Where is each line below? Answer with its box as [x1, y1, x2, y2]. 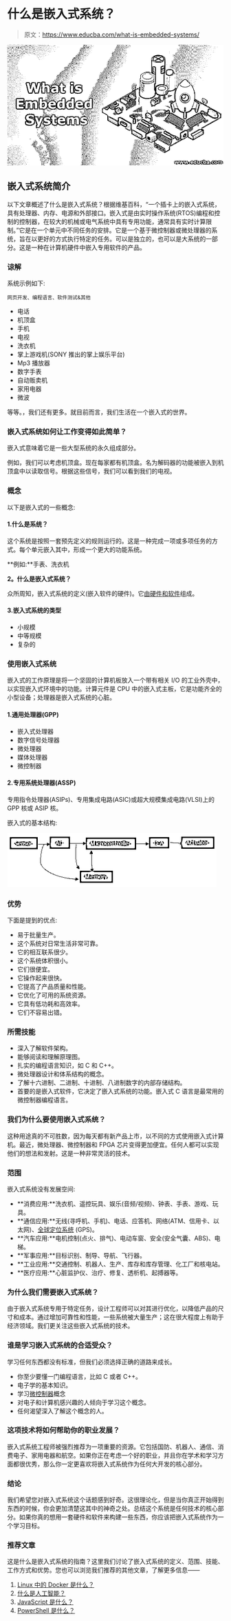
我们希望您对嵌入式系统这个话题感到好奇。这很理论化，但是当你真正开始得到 [7, 1496, 224, 1504]
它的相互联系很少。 [16, 948, 72, 956]
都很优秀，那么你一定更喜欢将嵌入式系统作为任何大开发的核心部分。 [12, 1460, 206, 1468]
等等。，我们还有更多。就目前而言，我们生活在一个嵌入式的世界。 [7, 408, 191, 416]
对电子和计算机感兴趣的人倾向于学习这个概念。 [16, 1398, 150, 1407]
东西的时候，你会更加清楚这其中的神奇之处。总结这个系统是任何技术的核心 [7, 1504, 218, 1513]
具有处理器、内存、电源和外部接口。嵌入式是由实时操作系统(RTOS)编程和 [7, 208, 214, 217]
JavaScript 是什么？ [16, 1598, 74, 1607]
